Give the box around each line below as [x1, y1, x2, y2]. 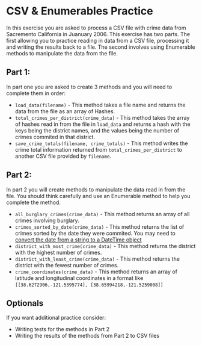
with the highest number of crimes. [14, 249, 102, 256]
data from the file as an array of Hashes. [14, 107, 115, 115]
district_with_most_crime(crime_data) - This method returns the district [14, 242, 196, 249]
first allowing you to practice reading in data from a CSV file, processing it [6, 37, 189, 44]
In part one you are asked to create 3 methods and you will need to [6, 83, 173, 90]
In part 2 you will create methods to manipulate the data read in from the [6, 185, 186, 193]
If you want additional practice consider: [6, 314, 106, 322]
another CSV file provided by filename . [14, 152, 112, 160]
